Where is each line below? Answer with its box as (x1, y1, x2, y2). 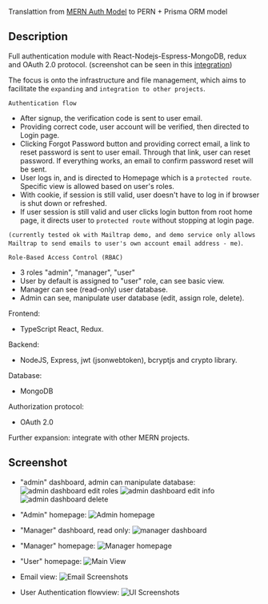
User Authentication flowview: (19, 587, 120, 597)
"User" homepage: (19, 556, 82, 566)
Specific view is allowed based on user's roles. (19, 181, 174, 191)
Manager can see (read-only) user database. (19, 284, 168, 294)
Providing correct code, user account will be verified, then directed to (19, 122, 250, 131)
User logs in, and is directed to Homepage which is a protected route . (19, 172, 252, 183)
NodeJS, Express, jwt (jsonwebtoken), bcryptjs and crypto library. (19, 355, 238, 364)
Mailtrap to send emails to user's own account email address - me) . (8, 238, 244, 248)
